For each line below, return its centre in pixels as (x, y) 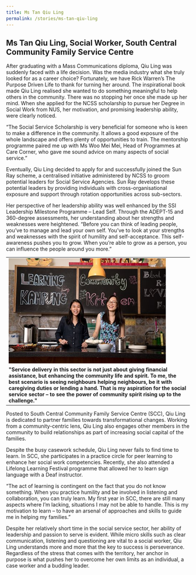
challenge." (23, 401)
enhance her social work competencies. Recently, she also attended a (90, 462)
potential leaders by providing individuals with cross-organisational (87, 188)
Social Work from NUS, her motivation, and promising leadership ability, (92, 110)
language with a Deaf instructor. (45, 474)
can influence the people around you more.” (59, 249)
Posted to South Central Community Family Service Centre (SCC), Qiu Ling (96, 413)
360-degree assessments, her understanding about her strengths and (90, 218)
